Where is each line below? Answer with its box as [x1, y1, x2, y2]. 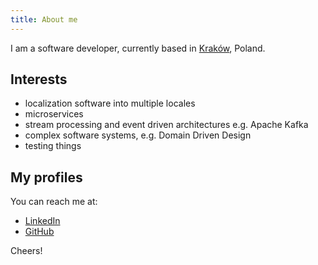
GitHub [24, 226, 55, 238]
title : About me [10, 14, 78, 25]
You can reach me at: [10, 196, 98, 208]
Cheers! [10, 245, 43, 257]
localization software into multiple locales [24, 97, 196, 110]
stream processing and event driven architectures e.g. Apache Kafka [24, 119, 309, 131]
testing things [24, 140, 82, 152]
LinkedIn [24, 215, 61, 227]
